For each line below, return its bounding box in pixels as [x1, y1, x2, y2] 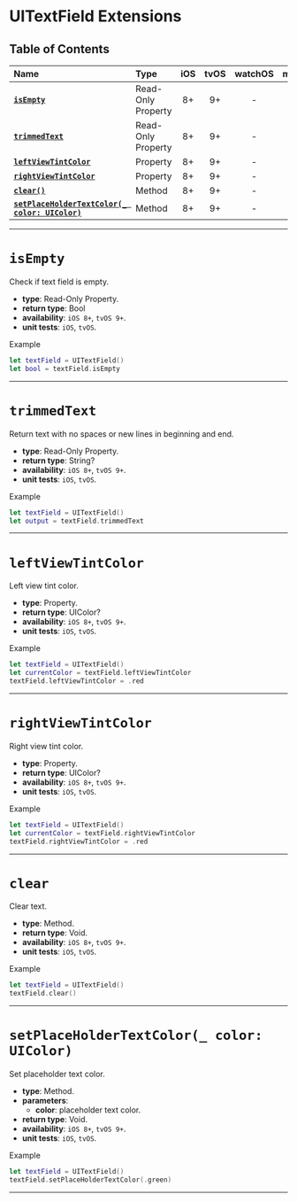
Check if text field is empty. [9, 276, 110, 287]
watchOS [233, 68, 274, 80]
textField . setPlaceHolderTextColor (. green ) [9, 1175, 172, 1184]
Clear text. [9, 901, 47, 911]
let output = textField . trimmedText [9, 516, 144, 525]
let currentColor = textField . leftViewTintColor [9, 669, 192, 678]
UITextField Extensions [9, 6, 182, 27]
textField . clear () [9, 989, 77, 998]
